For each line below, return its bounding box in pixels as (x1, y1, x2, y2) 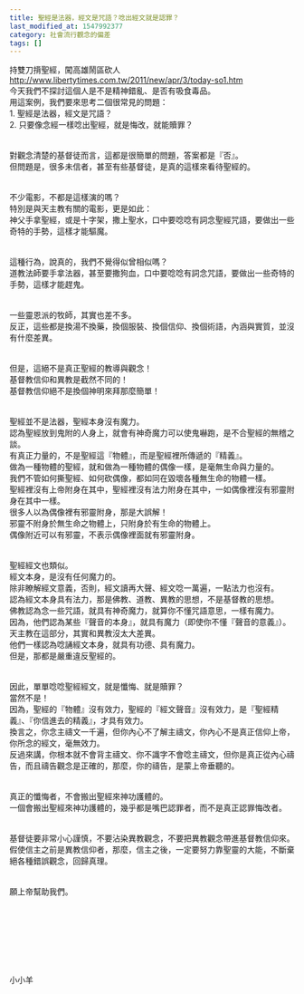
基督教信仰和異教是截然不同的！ (9, 374, 128, 385)
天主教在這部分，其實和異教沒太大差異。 (9, 628, 160, 639)
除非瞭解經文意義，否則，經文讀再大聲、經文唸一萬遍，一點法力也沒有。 (9, 583, 279, 594)
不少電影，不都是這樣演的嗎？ (9, 192, 120, 203)
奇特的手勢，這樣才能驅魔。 (9, 226, 113, 236)
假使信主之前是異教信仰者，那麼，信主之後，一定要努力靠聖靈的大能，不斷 (9, 844, 287, 855)
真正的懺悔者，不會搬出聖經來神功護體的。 (9, 791, 168, 802)
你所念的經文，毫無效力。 (9, 738, 105, 748)
